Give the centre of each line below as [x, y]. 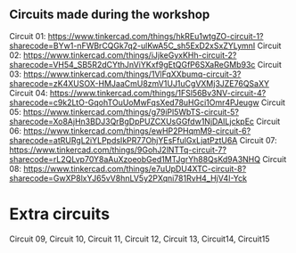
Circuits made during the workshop [110, 15]
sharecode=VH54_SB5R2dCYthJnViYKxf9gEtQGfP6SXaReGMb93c [132, 64]
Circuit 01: [28, 36]
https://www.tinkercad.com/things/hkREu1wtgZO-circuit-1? [156, 36]
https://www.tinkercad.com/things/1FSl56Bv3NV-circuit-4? [158, 93]
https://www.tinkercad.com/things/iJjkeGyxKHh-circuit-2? [130, 55]
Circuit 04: [29, 93]
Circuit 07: [259, 140]
